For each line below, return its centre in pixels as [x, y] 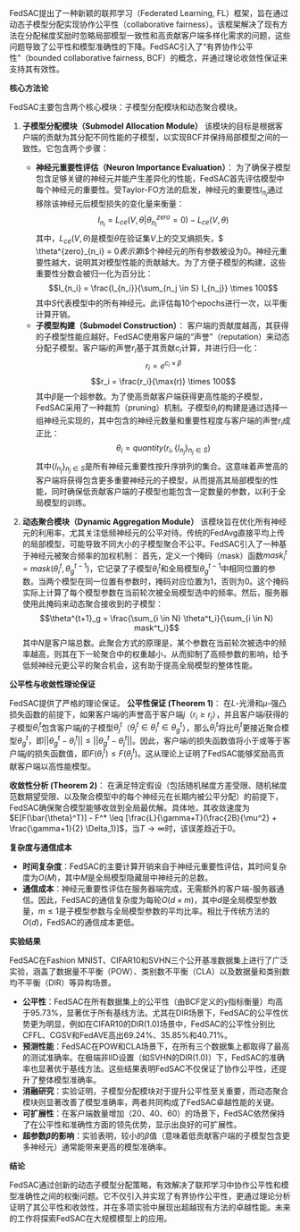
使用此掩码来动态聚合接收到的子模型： [92, 603]
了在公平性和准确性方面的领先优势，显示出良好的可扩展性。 [132, 1124]
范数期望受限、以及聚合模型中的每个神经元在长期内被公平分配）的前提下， [146, 796]
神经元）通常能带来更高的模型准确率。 [100, 1146]
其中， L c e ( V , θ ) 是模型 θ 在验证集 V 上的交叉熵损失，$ [129, 239]
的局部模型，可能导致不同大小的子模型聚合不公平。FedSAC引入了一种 [150, 544]
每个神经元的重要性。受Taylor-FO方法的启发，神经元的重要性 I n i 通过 [159, 191]
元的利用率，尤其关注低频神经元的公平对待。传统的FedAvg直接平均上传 [154, 532]
